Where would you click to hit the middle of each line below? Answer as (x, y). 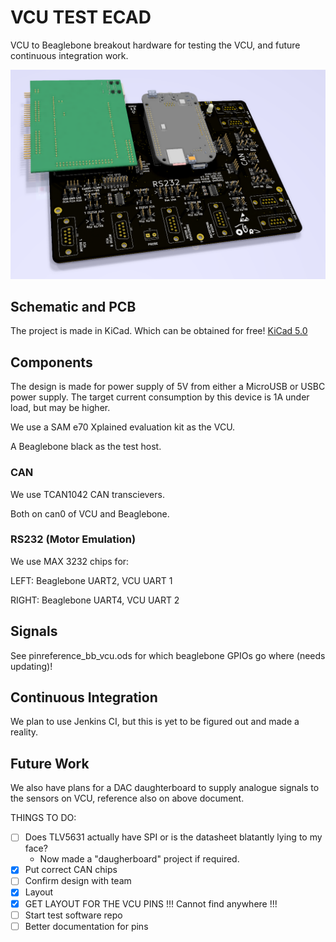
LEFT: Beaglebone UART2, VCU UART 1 (91, 580)
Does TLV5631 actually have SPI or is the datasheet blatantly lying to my (173, 837)
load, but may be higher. (60, 408)
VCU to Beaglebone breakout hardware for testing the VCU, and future (155, 45)
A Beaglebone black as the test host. (86, 447)
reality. (24, 732)
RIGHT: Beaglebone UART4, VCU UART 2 (95, 600)
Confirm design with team (78, 881)
